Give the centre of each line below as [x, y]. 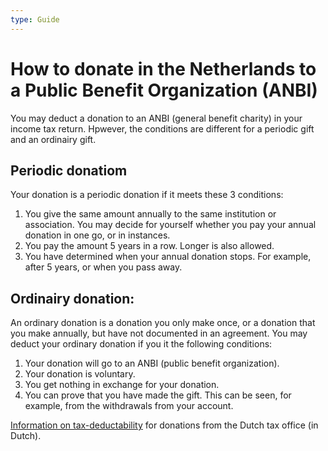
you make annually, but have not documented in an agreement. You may [159, 333]
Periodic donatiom [69, 170]
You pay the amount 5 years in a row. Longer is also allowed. [149, 246]
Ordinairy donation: [72, 298]
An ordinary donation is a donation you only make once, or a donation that [163, 323]
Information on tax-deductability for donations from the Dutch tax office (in [164, 425]
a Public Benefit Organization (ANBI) [164, 90]
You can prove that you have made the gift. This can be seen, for [158, 395]
